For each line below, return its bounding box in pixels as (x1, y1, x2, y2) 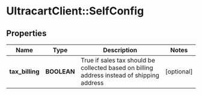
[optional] (165, 67, 193, 76)
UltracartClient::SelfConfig (6, 4, 144, 18)
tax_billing (9, 67, 40, 76)
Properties (6, 28, 47, 38)
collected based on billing (81, 64, 153, 72)
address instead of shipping (81, 71, 159, 79)
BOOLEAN (45, 67, 75, 76)
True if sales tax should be (81, 56, 155, 64)
